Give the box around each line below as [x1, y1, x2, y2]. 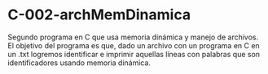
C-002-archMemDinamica [7, 6, 191, 24]
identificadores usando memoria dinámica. [7, 58, 152, 68]
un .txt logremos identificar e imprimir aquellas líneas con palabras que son [7, 49, 261, 59]
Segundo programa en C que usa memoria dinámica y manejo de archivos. [7, 32, 259, 42]
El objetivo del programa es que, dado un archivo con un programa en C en [7, 40, 260, 50]
